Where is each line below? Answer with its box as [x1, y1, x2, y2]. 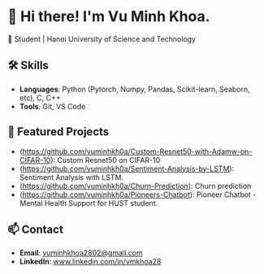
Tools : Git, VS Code [19, 101, 86, 111]
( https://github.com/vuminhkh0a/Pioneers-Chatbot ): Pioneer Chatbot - [19, 190, 257, 199]
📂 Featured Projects [7, 125, 110, 139]
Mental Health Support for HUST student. [19, 198, 158, 208]
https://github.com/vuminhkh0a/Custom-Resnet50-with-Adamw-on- [22, 146, 253, 156]
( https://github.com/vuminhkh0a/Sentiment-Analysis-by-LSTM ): [19, 164, 235, 173]
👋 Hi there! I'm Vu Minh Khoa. [7, 7, 210, 26]
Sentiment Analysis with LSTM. [19, 172, 123, 182]
